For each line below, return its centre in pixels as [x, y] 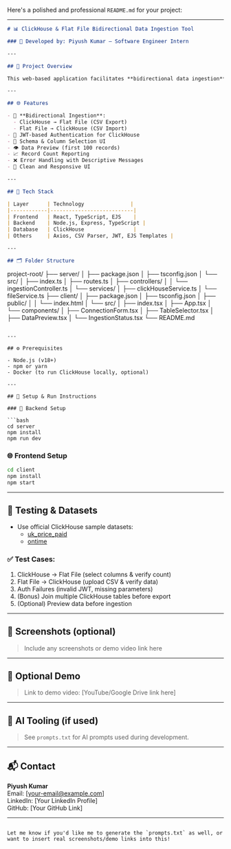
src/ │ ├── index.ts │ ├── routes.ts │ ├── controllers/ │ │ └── [97, 281]
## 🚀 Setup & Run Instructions [52, 396]
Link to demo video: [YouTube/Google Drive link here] [100, 692]
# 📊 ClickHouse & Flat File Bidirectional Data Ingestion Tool [101, 29]
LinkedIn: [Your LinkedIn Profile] [53, 801]
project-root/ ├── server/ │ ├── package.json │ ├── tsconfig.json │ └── [112, 273]
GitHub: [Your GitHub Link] [45, 808]
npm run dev [24, 438]
